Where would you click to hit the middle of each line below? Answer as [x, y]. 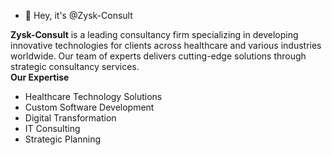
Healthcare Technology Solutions [93, 96]
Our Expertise [40, 77]
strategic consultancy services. [75, 66]
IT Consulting [52, 128]
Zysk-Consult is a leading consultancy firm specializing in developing [154, 34]
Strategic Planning [62, 139]
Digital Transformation [70, 118]
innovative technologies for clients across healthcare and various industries [166, 45]
